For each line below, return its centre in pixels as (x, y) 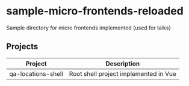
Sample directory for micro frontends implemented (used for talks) (89, 28)
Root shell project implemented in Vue (122, 73)
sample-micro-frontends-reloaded (95, 11)
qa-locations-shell (36, 73)
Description (123, 63)
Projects (22, 47)
